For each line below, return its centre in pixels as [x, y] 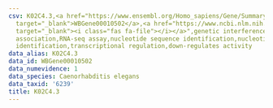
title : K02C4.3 [34, 91]
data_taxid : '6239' [41, 84]
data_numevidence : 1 [43, 69]
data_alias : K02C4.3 [43, 54]
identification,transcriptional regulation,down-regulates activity [134, 46]
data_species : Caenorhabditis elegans [74, 76]
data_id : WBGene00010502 [50, 62]
